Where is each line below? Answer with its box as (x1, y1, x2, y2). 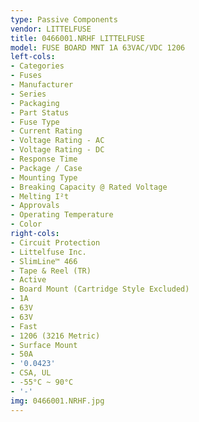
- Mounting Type (10, 172, 78, 183)
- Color (10, 219, 43, 230)
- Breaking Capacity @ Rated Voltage (10, 182, 168, 192)
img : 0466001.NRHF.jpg (10, 396, 105, 406)
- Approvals (10, 201, 60, 211)
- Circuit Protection (10, 237, 101, 248)
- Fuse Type (10, 117, 60, 127)
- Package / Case (10, 163, 83, 173)
